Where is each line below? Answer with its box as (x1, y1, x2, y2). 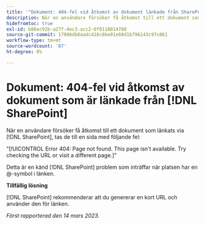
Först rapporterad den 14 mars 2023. (6, 212, 99, 219)
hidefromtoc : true (6, 20, 53, 26)
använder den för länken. (6, 200, 70, 207)
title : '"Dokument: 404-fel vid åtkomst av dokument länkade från (6, 9, 179, 15)
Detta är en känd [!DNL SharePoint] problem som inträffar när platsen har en (6, 163, 198, 171)
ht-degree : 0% (6, 49, 43, 55)
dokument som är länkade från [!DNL (6, 93, 197, 107)
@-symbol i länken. (6, 169, 55, 177)
